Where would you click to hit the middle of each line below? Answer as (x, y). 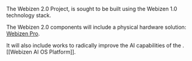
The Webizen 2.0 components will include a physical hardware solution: (96, 27)
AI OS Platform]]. (55, 52)
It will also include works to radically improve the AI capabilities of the (94, 45)
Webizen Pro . (23, 34)
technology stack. (29, 15)
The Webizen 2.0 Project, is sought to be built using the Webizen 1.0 (92, 9)
